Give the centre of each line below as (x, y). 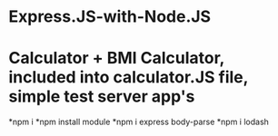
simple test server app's (102, 97)
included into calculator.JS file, (129, 78)
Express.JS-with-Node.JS (109, 17)
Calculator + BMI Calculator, (116, 58)
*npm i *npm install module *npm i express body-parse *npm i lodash (139, 122)
